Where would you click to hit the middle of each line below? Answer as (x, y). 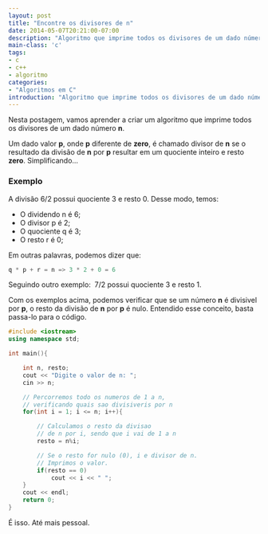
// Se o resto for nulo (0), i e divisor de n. (117, 455)
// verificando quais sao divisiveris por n (98, 404)
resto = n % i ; (59, 442)
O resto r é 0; (41, 239)
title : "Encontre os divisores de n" (71, 23)
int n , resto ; (46, 368)
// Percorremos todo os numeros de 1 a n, (94, 397)
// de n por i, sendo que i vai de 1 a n (107, 434)
